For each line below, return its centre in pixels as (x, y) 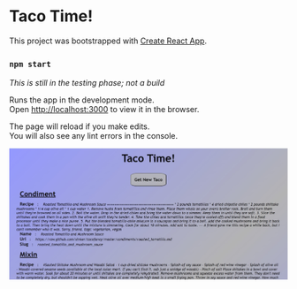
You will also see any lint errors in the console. (94, 136)
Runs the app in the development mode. (82, 100)
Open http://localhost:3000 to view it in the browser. (104, 110)
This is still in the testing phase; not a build (87, 83)
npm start (30, 64)
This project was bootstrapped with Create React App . (108, 41)
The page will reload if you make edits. (80, 126)
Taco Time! (51, 16)
